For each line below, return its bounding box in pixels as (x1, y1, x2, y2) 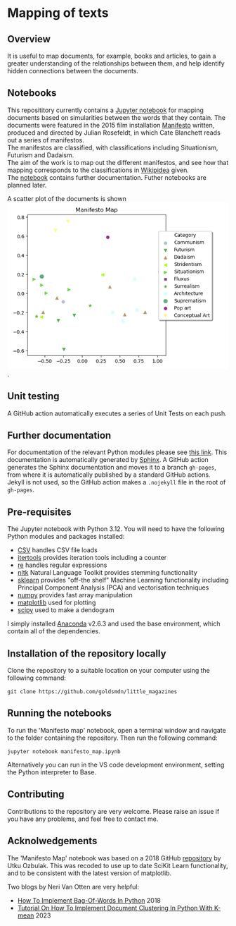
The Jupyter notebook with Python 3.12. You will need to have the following (7, 525, 225, 533)
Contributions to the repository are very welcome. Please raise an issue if (7, 807, 220, 815)
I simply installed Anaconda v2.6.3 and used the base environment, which (7, 619, 221, 628)
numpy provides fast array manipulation (17, 591, 133, 599)
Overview (7, 33, 51, 45)
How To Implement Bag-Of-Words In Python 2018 (17, 896, 162, 904)
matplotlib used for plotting (17, 598, 96, 607)
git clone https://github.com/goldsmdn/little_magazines (7, 688, 178, 695)
